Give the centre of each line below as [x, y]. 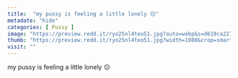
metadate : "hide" [33, 21]
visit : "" [22, 47]
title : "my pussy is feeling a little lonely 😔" [83, 14]
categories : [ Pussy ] [41, 27]
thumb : [17, 40]
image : [17, 34]
